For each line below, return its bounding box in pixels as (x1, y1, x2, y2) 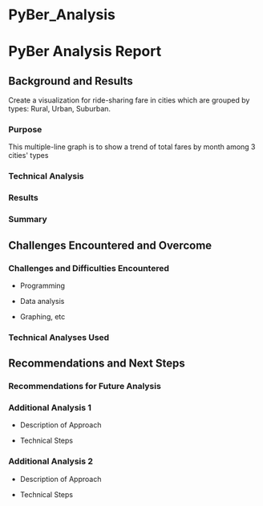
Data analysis (19, 296, 65, 306)
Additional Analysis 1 (8, 403, 92, 414)
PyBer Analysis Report (8, 43, 162, 61)
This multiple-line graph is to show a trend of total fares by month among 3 (8, 142, 256, 152)
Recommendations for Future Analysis (8, 381, 162, 392)
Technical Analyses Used (8, 331, 110, 342)
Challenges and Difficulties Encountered (8, 262, 170, 273)
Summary (8, 214, 48, 225)
